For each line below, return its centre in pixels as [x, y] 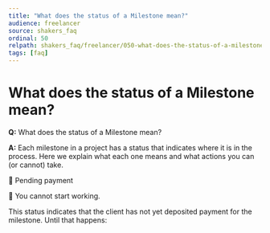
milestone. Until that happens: [58, 220]
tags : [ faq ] [28, 53]
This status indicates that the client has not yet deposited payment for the [130, 211]
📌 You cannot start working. [54, 196]
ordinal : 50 [28, 38]
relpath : [23, 46]
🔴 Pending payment [41, 180]
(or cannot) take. [36, 165]
